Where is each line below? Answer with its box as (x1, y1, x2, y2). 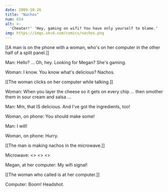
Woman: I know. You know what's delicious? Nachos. (5, 69, 115, 75)
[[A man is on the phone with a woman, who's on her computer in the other (5, 45, 160, 50)
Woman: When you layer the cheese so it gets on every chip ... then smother (5, 89, 163, 94)
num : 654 (5, 17, 24, 22)
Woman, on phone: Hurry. (5, 133, 59, 138)
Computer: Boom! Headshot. (5, 181, 64, 187)
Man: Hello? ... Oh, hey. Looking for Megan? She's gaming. (5, 60, 126, 65)
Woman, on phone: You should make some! (5, 113, 95, 119)
